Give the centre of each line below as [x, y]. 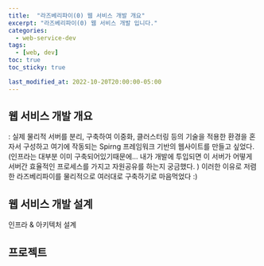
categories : [28, 30]
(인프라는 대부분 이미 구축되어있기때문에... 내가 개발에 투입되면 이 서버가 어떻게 [130, 157]
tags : [17, 45]
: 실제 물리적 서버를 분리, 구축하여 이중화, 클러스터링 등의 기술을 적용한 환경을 [128, 137]
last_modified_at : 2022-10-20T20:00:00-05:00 [85, 82]
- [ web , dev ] [37, 53]
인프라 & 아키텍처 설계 [43, 225]
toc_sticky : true [37, 68]
